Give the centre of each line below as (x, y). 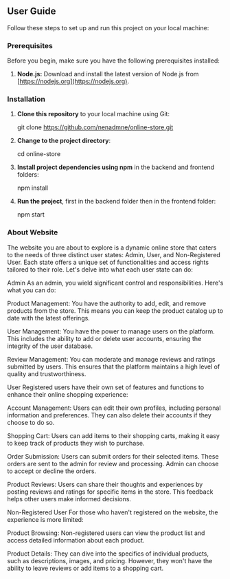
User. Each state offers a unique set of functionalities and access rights (108, 262)
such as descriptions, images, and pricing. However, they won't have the (110, 560)
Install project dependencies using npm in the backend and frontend (116, 167)
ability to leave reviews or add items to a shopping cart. (85, 568)
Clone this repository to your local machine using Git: (93, 114)
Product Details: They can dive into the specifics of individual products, (108, 554)
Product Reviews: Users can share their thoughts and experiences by (105, 484)
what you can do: (32, 290)
